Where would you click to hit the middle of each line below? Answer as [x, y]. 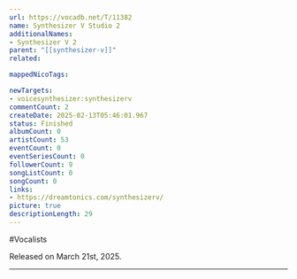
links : [21, 190]
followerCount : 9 [41, 165]
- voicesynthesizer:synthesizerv [71, 98]
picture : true [35, 206]
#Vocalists [28, 239]
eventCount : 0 [35, 148]
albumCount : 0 [35, 132]
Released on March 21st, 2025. [65, 256]
